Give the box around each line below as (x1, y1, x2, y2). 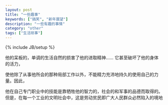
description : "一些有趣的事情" (5, 21, 65, 26)
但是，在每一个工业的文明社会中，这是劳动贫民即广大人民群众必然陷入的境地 (5, 94, 163, 100)
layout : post (5, 7, 32, 12)
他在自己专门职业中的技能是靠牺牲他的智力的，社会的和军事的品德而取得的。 (5, 88, 163, 94)
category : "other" (5, 26, 43, 31)
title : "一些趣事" (5, 12, 41, 17)
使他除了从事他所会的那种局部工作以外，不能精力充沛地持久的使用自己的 (5, 71, 154, 77)
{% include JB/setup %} (5, 44, 55, 50)
